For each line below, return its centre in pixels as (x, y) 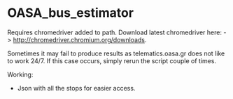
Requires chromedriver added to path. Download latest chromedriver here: (115, 32)
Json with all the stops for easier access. (76, 88)
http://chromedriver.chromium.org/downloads (79, 39)
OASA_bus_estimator (71, 13)
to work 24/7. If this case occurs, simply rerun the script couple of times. (112, 60)
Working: (20, 74)
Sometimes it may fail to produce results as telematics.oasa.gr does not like (116, 53)
